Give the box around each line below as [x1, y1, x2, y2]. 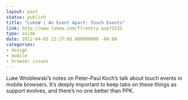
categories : [6, 42, 35, 48]
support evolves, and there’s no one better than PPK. [6, 87, 134, 94]
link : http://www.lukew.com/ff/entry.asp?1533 [6, 25, 123, 31]
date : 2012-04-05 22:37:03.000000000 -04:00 [6, 36, 117, 42]
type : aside [6, 31, 35, 37]
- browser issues [6, 58, 49, 64]
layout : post [6, 8, 38, 15]
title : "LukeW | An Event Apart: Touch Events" [6, 20, 126, 25]
